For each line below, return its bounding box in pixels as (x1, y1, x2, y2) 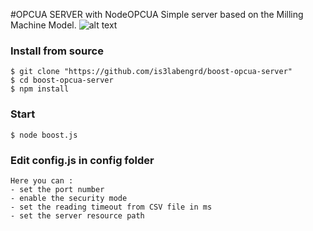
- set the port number (10, 184, 105, 194)
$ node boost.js (10, 130, 78, 140)
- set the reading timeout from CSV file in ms (10, 202, 213, 212)
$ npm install (10, 84, 70, 94)
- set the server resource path (10, 210, 145, 221)
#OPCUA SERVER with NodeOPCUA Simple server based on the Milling (10, 9, 304, 20)
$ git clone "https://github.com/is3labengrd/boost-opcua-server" (10, 67, 293, 77)
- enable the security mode (10, 193, 128, 203)
